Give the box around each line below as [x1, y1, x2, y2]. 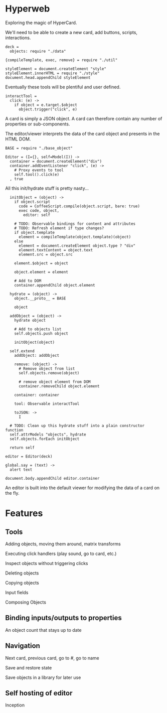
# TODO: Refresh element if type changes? [14, 225, 104, 231]
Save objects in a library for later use [5, 674, 81, 680]
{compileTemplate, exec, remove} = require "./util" [5, 57, 118, 63]
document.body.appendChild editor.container [5, 476, 100, 481]
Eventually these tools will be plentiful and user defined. [5, 84, 121, 90]
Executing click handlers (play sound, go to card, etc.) [5, 550, 117, 556]
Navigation [5, 642, 40, 650]
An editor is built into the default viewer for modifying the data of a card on [5, 485, 159, 491]
